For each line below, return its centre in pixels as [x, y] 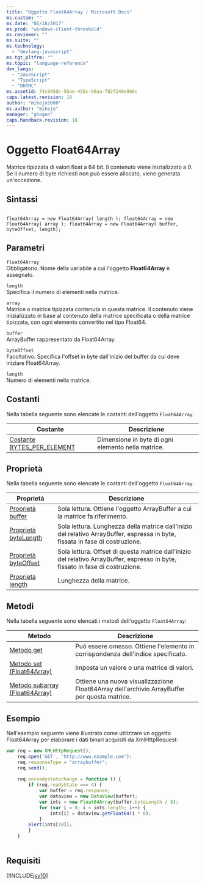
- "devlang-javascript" [42, 52]
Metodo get [26, 650]
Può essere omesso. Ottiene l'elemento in [135, 647]
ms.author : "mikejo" [33, 108]
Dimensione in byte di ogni [135, 439]
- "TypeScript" [31, 80]
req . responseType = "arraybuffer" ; [63, 762]
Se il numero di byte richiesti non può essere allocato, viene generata [93, 174]
